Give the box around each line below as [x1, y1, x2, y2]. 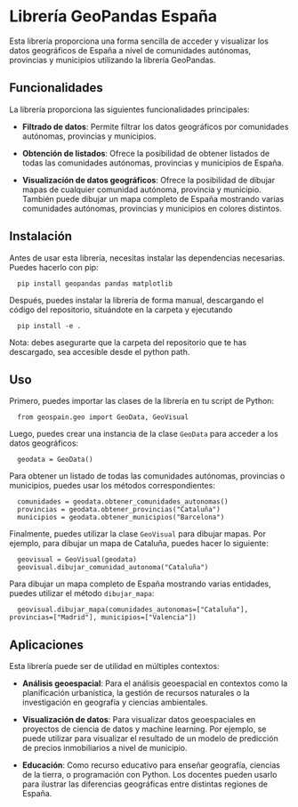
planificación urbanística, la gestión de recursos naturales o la [21, 688, 251, 698]
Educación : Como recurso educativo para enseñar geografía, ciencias [21, 760, 280, 771]
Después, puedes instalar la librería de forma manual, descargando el [9, 295, 264, 305]
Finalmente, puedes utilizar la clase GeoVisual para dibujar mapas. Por [9, 529, 267, 539]
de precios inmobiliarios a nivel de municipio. [21, 743, 188, 754]
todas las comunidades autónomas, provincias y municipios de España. [21, 157, 285, 168]
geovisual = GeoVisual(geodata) [17, 555, 138, 564]
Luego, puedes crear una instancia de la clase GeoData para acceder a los [9, 429, 278, 440]
